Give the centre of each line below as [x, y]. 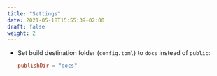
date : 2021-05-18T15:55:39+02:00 [56, 20]
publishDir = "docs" [47, 66]
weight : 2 [22, 33]
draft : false [26, 26]
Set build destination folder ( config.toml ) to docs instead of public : [114, 53]
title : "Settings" [34, 14]
